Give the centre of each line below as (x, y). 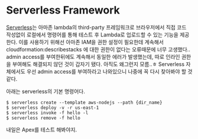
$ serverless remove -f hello (43, 118)
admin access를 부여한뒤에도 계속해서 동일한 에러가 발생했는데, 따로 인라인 (93, 57)
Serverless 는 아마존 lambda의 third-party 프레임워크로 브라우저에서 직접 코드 (96, 27)
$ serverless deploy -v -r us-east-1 (53, 107)
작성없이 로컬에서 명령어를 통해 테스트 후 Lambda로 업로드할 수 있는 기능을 (92, 34)
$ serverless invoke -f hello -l (47, 112)
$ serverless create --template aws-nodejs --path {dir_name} (84, 102)
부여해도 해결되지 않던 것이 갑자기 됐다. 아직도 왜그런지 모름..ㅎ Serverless (98, 64)
